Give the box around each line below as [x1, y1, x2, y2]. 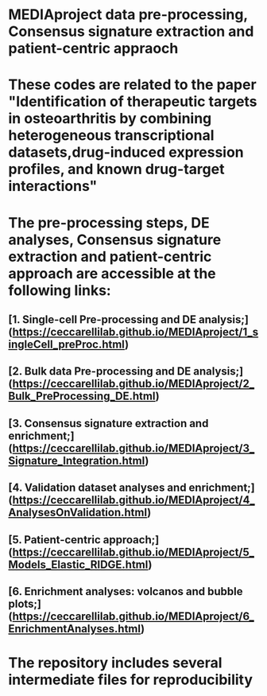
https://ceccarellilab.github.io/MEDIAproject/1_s [12, 325, 259, 339]
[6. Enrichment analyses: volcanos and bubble [8, 585, 243, 598]
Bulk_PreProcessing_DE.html [8, 390, 157, 403]
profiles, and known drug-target [8, 161, 225, 178]
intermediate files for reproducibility [8, 671, 253, 689]
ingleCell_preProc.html [8, 337, 126, 351]
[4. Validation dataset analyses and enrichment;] [8, 481, 256, 495]
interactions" [8, 177, 98, 196]
